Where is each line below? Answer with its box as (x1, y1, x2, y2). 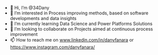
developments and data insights (10, 15, 77, 21)
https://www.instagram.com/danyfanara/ (10, 44, 95, 50)
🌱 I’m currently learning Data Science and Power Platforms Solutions (10, 20, 153, 26)
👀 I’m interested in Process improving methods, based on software (10, 10, 149, 16)
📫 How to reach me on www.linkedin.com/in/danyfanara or (10, 37, 134, 42)
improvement (10, 31, 38, 37)
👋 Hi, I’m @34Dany (10, 5, 49, 10)
